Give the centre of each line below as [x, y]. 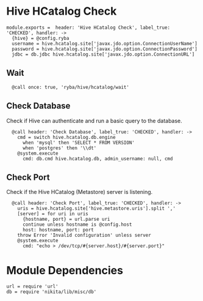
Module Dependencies [65, 270]
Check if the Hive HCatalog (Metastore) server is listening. [80, 192]
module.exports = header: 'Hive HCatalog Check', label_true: [88, 28]
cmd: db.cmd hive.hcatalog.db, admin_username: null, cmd [98, 158]
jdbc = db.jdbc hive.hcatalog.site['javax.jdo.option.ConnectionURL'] [103, 54]
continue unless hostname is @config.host [77, 225]
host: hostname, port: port [58, 230]
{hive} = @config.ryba [41, 38]
